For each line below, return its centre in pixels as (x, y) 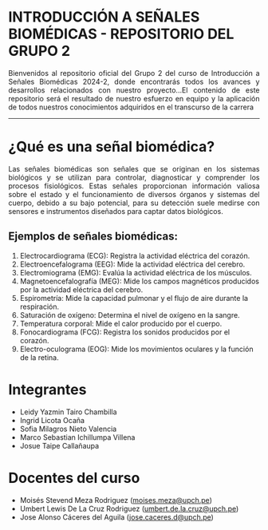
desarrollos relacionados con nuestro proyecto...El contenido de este (134, 90)
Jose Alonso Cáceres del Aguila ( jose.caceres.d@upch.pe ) (116, 517)
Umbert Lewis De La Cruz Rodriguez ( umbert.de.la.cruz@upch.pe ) (129, 508)
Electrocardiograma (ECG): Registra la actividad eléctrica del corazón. (135, 255)
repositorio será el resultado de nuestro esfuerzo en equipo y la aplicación (134, 98)
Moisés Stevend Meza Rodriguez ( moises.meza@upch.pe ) (116, 500)
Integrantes (47, 389)
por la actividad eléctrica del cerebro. (81, 289)
